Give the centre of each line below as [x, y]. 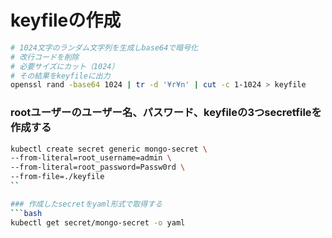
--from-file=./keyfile [57, 177]
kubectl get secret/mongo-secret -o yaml [98, 222]
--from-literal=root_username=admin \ [91, 158]
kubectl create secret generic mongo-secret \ [109, 149]
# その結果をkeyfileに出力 [60, 76]
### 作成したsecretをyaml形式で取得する [86, 204]
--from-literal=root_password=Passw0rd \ [98, 167]
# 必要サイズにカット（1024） [65, 66]
